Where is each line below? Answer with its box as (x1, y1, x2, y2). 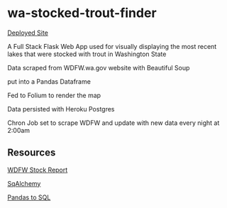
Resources (7, 147, 56, 159)
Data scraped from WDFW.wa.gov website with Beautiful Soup (7, 63, 190, 72)
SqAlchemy (7, 179, 41, 187)
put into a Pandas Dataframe (7, 77, 91, 86)
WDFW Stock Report (7, 165, 68, 174)
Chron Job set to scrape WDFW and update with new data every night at (7, 119, 220, 127)
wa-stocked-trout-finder (7, 5, 157, 21)
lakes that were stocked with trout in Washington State (7, 50, 167, 58)
